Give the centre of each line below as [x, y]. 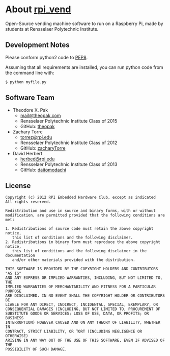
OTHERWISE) [17, 336]
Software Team [30, 98]
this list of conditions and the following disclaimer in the [79, 251]
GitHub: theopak [37, 126]
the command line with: [30, 73]
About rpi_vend [38, 9]
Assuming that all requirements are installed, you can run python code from [84, 67]
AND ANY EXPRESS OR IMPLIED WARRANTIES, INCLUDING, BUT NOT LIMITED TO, [84, 278]
